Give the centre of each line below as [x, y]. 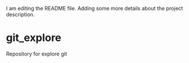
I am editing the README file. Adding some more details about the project [94, 8]
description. [20, 14]
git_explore [34, 38]
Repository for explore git [36, 54]
